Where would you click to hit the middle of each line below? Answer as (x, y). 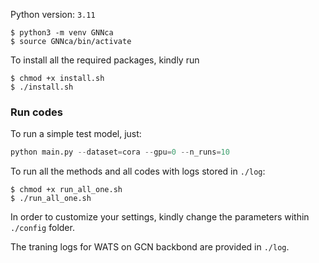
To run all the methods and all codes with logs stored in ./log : (138, 171)
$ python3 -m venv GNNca (62, 33)
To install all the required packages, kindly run (105, 60)
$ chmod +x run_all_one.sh (66, 190)
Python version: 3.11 (53, 14)
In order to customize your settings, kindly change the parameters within (160, 217)
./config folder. (42, 228)
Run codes (36, 112)
